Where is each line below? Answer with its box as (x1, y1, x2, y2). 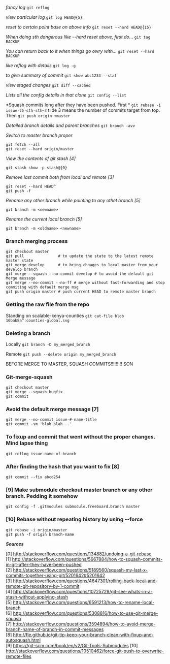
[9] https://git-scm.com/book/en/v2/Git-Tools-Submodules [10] (6, 642, 138, 648)
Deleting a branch (6, 330, 51, 337)
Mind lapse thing (6, 439, 48, 447)
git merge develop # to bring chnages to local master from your (6, 263, 158, 268)
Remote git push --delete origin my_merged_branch (6, 351, 116, 357)
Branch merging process (6, 237, 68, 244)
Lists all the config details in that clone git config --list (6, 92, 126, 98)
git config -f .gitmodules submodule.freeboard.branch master (6, 504, 140, 510)
